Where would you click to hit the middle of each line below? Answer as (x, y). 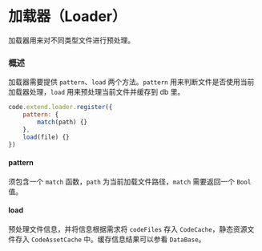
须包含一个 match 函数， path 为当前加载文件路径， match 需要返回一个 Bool (130, 181)
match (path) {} (62, 122)
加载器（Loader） (67, 16)
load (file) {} (46, 137)
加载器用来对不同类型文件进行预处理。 (71, 40)
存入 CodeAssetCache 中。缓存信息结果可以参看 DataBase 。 (110, 239)
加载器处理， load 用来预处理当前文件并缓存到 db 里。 (97, 92)
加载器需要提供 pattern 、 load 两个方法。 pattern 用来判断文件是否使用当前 (131, 82)
